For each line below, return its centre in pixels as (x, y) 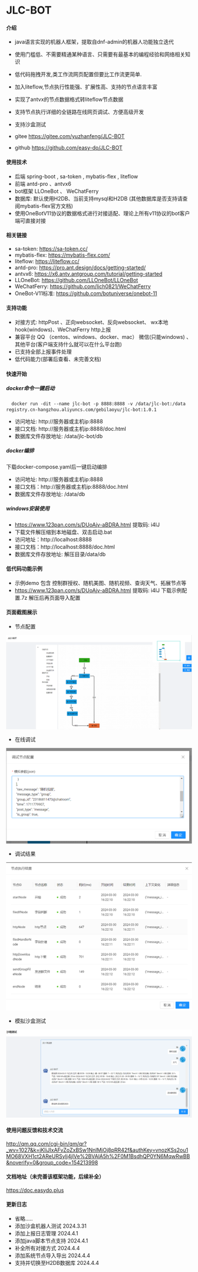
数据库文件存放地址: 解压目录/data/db (60, 554)
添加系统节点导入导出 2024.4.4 (52, 1255)
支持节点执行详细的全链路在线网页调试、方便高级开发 (79, 112)
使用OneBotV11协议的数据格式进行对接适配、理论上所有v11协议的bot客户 (102, 213)
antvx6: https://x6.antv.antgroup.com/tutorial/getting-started (88, 274)
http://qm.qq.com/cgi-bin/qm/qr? (47, 1143)
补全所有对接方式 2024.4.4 (47, 1248)
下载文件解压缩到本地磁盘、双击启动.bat (63, 532)
